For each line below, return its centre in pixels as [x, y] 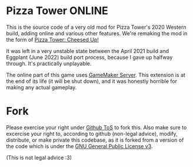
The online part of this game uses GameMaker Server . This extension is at [96, 75]
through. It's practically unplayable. [49, 64]
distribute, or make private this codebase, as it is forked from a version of [95, 140]
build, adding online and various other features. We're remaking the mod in [97, 33]
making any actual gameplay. [41, 87]
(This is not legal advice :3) [39, 158]
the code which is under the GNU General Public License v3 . [79, 146]
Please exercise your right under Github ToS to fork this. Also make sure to [96, 127]
